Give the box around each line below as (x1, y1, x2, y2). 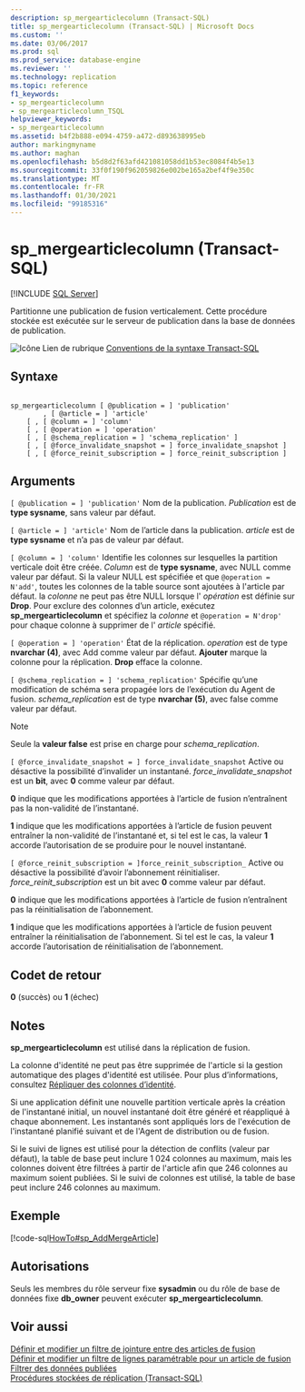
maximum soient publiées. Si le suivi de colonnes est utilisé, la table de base (10, 1173, 296, 1184)
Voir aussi (10, 1319, 68, 1335)
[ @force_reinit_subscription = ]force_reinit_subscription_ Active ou (10, 857, 284, 869)
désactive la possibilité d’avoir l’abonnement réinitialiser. (10, 867, 221, 878)
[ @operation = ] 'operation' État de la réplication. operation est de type (10, 638, 289, 649)
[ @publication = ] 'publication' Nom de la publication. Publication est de (10, 498, 297, 509)
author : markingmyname (10, 140, 96, 149)
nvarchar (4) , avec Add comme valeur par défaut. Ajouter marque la (10, 647, 268, 658)
